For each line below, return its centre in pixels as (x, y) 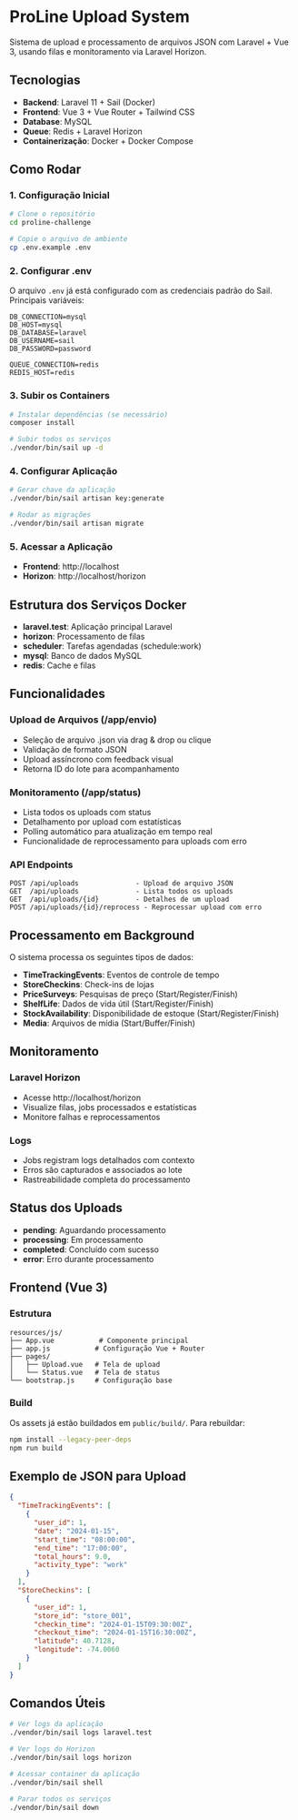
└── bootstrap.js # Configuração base (91, 1380)
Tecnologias (45, 81)
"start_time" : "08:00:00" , (84, 1540)
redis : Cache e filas (59, 665)
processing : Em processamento (83, 1239)
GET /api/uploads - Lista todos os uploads (121, 892)
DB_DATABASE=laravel (49, 333)
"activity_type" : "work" (80, 1565)
